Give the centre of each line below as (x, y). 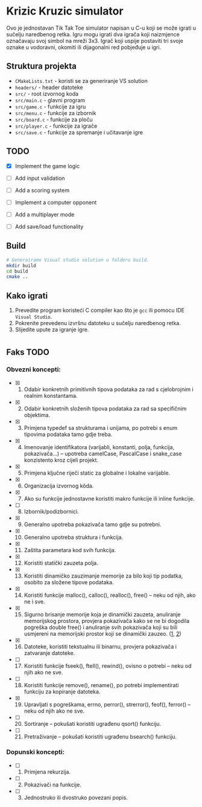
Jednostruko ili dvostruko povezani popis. (76, 797)
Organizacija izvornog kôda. (59, 486)
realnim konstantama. (51, 395)
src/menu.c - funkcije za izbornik (55, 113)
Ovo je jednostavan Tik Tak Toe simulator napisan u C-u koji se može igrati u (101, 28)
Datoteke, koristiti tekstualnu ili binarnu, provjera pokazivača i (100, 647)
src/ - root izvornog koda (47, 94)
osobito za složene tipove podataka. (69, 582)
